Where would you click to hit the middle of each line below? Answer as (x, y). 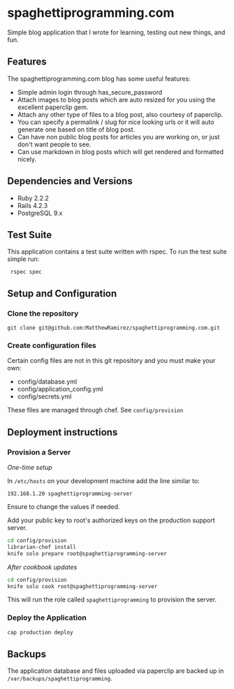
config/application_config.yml (60, 389)
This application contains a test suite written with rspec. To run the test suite (117, 252)
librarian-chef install (42, 547)
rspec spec (26, 272)
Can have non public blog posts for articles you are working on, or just (118, 137)
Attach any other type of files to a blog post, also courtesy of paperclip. (120, 114)
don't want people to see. (54, 144)
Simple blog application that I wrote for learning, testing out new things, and (116, 32)
